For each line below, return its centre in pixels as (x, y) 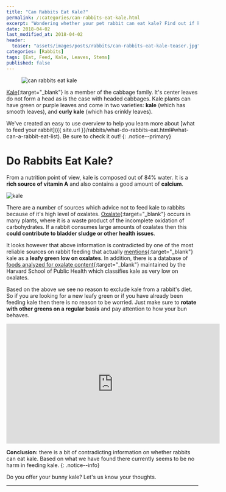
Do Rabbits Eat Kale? (60, 160)
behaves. (18, 315)
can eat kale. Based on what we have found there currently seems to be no (101, 459)
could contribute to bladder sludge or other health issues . (81, 234)
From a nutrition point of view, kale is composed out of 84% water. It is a (97, 178)
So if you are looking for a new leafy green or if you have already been (95, 296)
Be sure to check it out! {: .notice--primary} (117, 136)
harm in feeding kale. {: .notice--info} (53, 465)
